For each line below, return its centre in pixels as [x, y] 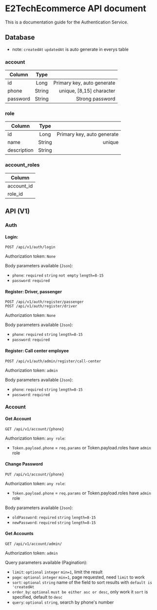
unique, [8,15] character [87, 91]
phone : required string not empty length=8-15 [58, 275]
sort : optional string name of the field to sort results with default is [82, 583]
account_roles [22, 165]
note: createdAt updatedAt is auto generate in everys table [70, 49]
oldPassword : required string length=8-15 [54, 517]
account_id [20, 186]
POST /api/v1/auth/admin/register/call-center [53, 361]
